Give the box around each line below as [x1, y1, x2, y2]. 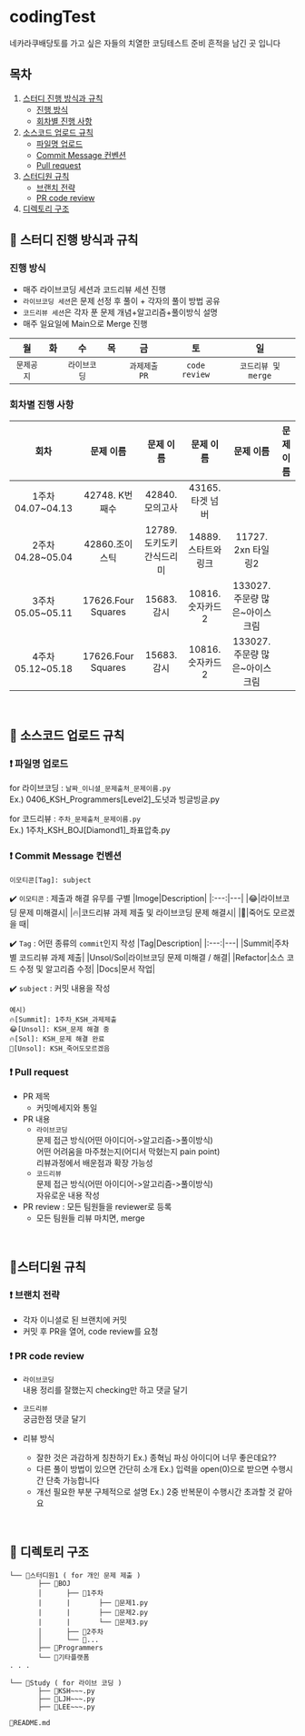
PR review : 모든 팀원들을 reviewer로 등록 [22, 1202, 172, 1213]
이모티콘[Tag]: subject [9, 876, 92, 885]
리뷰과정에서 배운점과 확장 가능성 [35, 1158, 153, 1169]
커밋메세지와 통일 [35, 1102, 98, 1113]
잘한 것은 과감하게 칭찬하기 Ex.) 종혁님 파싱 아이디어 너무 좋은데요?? [35, 1452, 277, 1463]
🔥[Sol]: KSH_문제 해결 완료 [9, 1034, 105, 1043]
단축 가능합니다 [45, 1475, 100, 1486]
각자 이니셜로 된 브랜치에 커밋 [22, 1314, 127, 1325]
